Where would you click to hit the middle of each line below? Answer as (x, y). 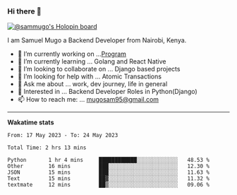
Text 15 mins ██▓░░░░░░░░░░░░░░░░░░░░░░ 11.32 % (109, 179)
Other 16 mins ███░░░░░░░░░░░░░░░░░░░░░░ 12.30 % (109, 166)
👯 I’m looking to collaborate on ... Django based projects (99, 69)
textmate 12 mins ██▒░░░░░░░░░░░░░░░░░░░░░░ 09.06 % (109, 185)
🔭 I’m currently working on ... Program (72, 54)
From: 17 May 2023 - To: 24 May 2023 (63, 136)
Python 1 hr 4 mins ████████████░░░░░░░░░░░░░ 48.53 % (109, 160)
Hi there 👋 (25, 11)
